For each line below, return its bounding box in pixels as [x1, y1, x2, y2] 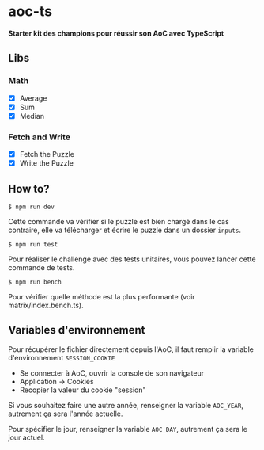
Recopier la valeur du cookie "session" [19, 385, 146, 395]
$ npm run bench [8, 278, 62, 287]
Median [19, 111, 45, 120]
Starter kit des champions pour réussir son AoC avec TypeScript [8, 29, 224, 38]
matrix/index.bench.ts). [8, 300, 85, 311]
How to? [8, 181, 50, 196]
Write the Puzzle [19, 158, 74, 168]
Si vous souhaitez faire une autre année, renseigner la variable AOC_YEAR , [8, 400, 243, 410]
